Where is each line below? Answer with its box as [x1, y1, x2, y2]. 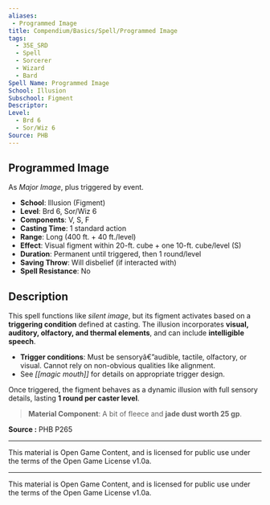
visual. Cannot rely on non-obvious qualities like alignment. [19, 361, 215, 371]
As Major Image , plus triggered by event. [8, 183, 145, 192]
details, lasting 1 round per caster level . [8, 393, 140, 403]
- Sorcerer [15, 57, 52, 65]
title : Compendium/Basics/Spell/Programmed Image [8, 27, 178, 35]
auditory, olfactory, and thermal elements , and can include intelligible [8, 328, 245, 338]
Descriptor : [8, 101, 48, 109]
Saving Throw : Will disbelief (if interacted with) [19, 258, 177, 268]
